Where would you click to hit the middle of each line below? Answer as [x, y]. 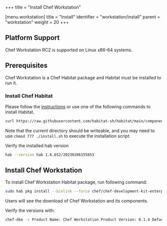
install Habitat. [20, 112]
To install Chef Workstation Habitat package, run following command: [76, 182]
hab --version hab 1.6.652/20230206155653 [50, 155]
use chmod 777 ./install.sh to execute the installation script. [68, 136]
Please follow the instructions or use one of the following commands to [78, 106]
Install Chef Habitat [29, 96]
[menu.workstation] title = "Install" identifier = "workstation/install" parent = [83, 17]
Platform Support [32, 38]
